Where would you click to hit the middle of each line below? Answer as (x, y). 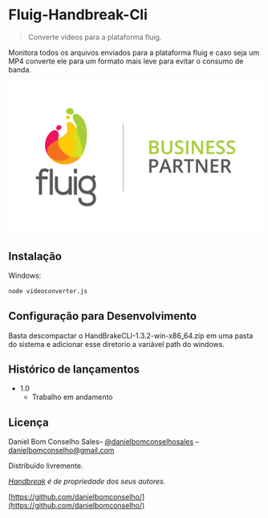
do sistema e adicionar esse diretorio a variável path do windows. (116, 344)
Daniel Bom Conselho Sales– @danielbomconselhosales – (104, 442)
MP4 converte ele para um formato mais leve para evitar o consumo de (126, 61)
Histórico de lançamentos (74, 369)
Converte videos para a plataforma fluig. (95, 37)
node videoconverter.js (48, 291)
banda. (20, 69)
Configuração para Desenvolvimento (103, 316)
